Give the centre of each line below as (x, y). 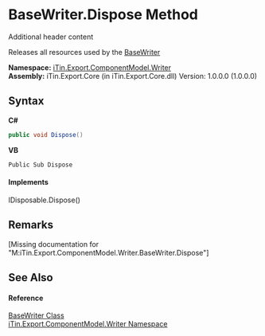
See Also (31, 277)
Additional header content (51, 37)
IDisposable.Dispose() (45, 200)
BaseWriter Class (37, 315)
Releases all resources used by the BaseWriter (84, 52)
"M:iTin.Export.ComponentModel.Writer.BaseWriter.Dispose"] (109, 252)
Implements (29, 182)
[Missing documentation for (54, 244)
